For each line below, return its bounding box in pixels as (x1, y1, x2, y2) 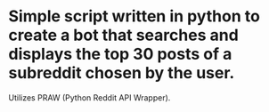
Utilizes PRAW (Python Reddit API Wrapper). (8, 92, 171, 103)
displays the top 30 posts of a (8, 44, 232, 64)
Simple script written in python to (8, 6, 260, 27)
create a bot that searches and (8, 25, 240, 45)
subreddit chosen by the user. (8, 63, 235, 84)
